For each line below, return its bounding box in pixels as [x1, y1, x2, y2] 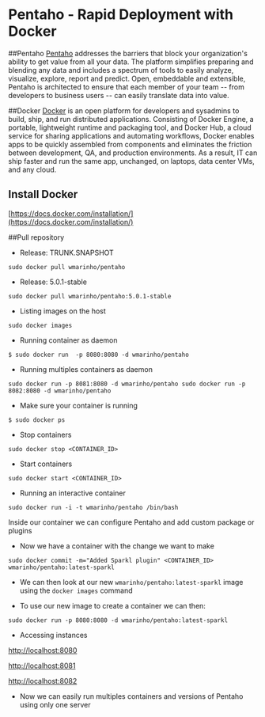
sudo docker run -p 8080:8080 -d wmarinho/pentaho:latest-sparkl [8, 616, 228, 624]
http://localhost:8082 [8, 676, 78, 685]
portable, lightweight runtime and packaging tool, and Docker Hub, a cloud [8, 123, 252, 132]
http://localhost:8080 [8, 645, 78, 654]
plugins [8, 525, 32, 535]
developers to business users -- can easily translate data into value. [8, 90, 229, 100]
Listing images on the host [19, 306, 107, 316]
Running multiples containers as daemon [19, 364, 153, 374]
